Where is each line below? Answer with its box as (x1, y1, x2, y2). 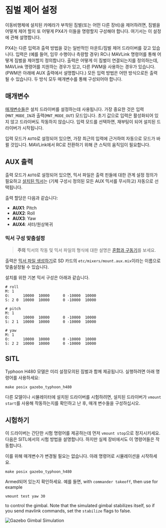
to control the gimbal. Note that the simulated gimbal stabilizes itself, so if (5, 503, 155, 509)
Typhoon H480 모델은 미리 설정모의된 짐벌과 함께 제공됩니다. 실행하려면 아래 (5, 368, 155, 374)
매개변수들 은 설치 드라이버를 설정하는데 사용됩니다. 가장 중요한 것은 (5, 106, 135, 112)
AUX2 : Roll (12, 210, 35, 216)
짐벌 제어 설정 (5, 4, 57, 16)
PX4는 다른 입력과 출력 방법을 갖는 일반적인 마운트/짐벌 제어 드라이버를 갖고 (5, 45, 151, 51)
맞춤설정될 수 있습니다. (5, 264, 49, 270)
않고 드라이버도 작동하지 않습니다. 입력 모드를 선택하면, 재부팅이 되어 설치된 (10, 118, 156, 124)
